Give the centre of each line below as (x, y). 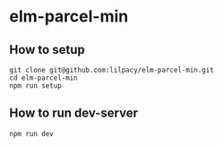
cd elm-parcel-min (43, 78)
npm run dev (31, 133)
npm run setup (36, 86)
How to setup (47, 50)
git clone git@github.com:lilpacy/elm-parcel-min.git (112, 70)
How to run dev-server (74, 113)
